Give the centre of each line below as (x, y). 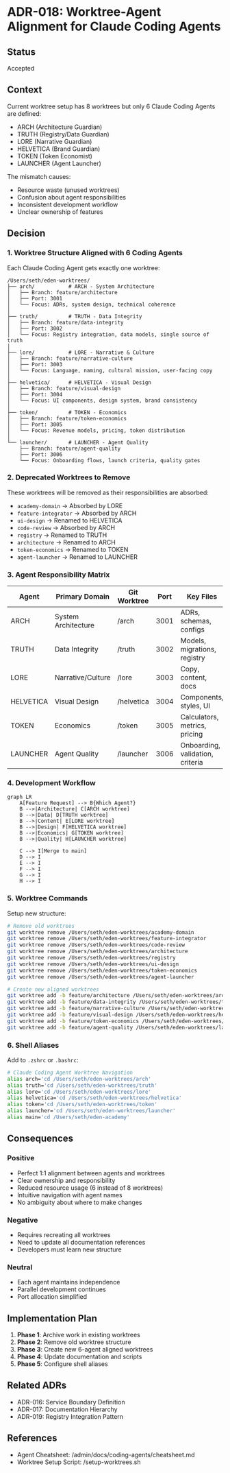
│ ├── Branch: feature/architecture (62, 292)
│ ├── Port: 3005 (35, 424)
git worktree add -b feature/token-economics (73, 1021)
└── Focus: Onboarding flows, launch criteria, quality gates (110, 460)
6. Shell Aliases (33, 1045)
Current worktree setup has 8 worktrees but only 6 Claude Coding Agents (111, 106)
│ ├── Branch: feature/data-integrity (66, 322)
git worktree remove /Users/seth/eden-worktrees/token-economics (102, 970)
